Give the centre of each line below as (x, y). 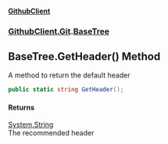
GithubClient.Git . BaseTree (59, 31)
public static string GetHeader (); (66, 90)
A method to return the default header (69, 75)
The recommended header (51, 133)
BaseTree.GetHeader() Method (84, 56)
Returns (21, 107)
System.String (31, 124)
